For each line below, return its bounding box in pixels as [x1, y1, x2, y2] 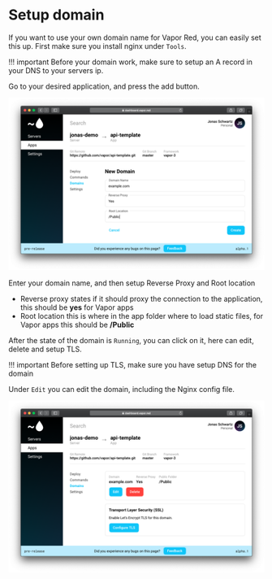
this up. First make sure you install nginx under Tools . [8, 41, 187, 50]
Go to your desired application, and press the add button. [8, 81, 201, 91]
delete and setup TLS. [8, 344, 83, 354]
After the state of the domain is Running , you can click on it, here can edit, [8, 335, 254, 345]
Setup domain [8, 6, 105, 24]
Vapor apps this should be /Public [19, 320, 135, 329]
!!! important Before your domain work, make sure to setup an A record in [8, 57, 253, 67]
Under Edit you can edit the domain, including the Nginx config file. [8, 384, 235, 394]
